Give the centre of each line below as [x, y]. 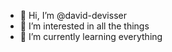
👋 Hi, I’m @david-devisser [73, 15]
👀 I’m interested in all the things [84, 26]
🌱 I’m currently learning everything [91, 36]
